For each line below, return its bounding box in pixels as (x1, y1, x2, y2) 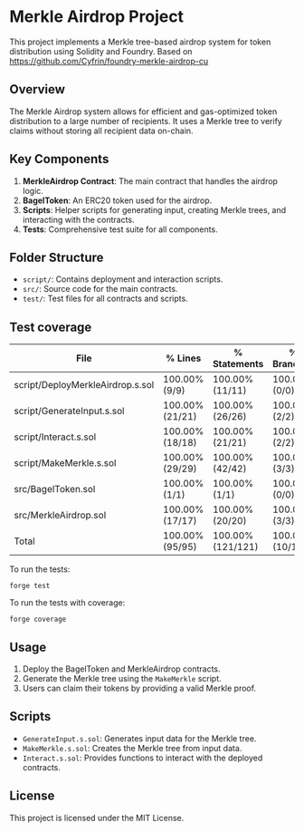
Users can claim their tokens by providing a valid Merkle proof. (22, 682, 256, 693)
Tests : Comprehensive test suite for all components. (22, 224, 219, 235)
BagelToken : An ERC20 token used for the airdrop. (22, 195, 213, 206)
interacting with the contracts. (22, 214, 135, 225)
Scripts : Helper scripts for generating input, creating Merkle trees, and (22, 204, 287, 215)
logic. (22, 185, 43, 196)
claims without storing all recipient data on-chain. (9, 125, 194, 136)
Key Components (9, 151, 109, 167)
